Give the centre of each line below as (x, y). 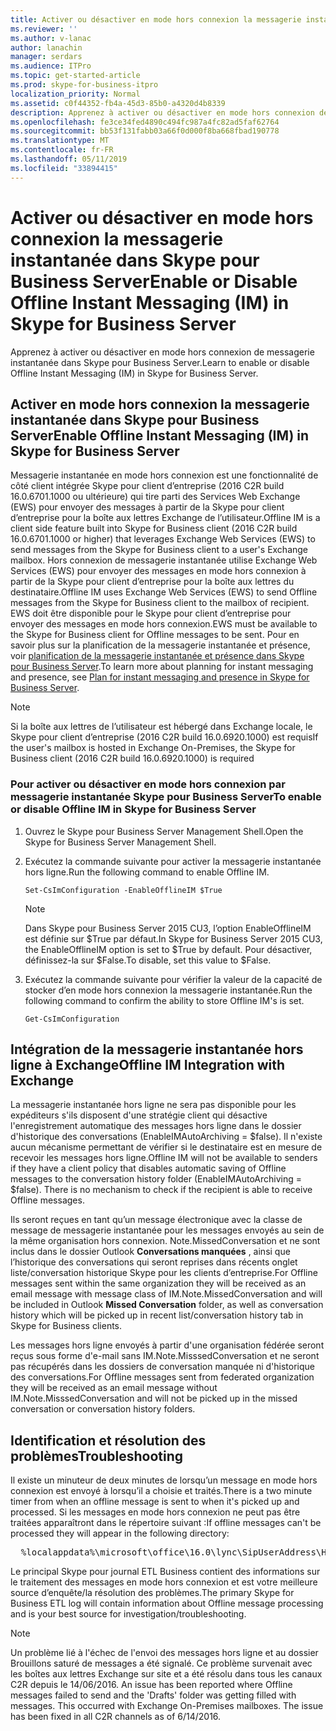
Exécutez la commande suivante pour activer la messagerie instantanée (173, 861)
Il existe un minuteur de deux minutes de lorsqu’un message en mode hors (164, 1480)
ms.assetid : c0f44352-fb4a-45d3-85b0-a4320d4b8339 (118, 103)
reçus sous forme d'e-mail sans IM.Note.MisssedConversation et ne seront (165, 1356)
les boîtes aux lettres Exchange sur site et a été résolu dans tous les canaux (166, 1674)
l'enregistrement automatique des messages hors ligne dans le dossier (156, 1126)
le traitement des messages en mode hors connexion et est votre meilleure (164, 1582)
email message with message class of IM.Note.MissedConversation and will (166, 1294)
